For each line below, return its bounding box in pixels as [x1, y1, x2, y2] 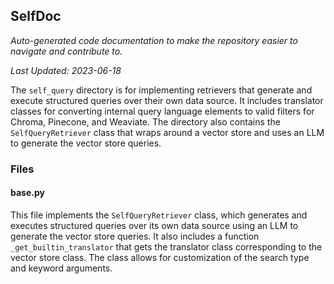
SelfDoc [10, 8, 62, 25]
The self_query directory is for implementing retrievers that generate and [10, 84, 313, 96]
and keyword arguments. [10, 262, 113, 274]
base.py [10, 187, 45, 199]
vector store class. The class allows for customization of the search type [10, 251, 310, 263]
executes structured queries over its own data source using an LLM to [10, 219, 299, 231]
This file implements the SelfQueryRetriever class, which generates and [10, 209, 308, 221]
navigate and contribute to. [10, 45, 123, 57]
